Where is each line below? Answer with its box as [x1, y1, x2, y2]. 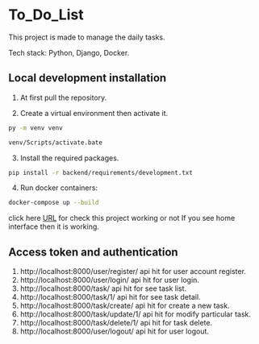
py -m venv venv [8, 123, 63, 132]
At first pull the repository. [19, 93, 107, 102]
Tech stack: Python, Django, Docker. [8, 48, 130, 57]
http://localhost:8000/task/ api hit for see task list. [19, 284, 187, 293]
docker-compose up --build [8, 199, 99, 207]
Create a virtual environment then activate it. [19, 108, 169, 118]
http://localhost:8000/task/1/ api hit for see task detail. [19, 292, 201, 302]
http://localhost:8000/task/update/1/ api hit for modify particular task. [19, 309, 252, 319]
